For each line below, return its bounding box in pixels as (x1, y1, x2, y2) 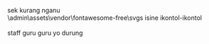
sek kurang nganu (7, 6, 60, 14)
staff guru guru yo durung (7, 28, 83, 37)
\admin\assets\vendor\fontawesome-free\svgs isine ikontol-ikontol (7, 13, 203, 22)
